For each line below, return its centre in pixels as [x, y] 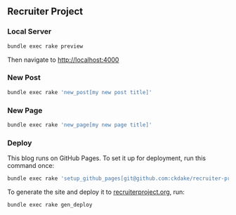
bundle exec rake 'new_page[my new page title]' [80, 125]
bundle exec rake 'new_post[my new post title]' [80, 92]
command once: [31, 166]
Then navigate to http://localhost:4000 [63, 60]
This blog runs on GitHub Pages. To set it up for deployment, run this [106, 158]
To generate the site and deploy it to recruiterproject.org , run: [96, 192]
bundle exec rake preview [45, 46]
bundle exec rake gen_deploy [50, 205]
